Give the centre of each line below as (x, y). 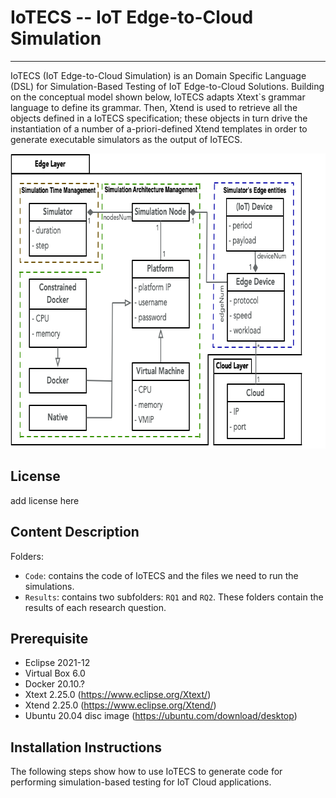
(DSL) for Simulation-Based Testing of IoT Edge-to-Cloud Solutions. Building (167, 86)
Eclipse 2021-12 (57, 663)
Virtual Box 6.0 (55, 673)
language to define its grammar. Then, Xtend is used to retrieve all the (154, 107)
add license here (45, 500)
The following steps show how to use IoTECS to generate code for (146, 772)
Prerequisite (49, 638)
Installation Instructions (86, 747)
